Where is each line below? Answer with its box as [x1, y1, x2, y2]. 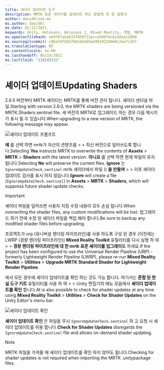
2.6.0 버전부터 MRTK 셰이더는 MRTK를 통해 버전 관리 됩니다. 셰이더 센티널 [5, 97, 148, 103]
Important [5, 193, 25, 199]
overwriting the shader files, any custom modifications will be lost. [5, 209, 139, 215]
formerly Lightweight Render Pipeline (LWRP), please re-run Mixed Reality [5, 254, 156, 260]
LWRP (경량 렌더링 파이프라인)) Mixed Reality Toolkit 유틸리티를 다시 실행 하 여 [5, 237, 159, 243]
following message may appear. [5, 121, 70, 127]
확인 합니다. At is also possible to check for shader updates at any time [14, 287, 154, 293]
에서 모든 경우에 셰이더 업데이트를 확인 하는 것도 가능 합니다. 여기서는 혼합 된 [5, 275, 151, 281]
